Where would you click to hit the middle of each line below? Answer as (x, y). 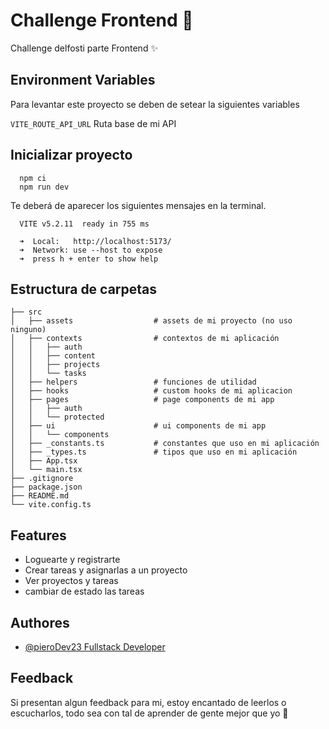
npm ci (33, 178)
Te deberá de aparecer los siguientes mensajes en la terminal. (138, 205)
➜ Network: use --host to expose (91, 250)
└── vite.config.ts (51, 505)
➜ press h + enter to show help (89, 259)
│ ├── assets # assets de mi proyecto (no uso (151, 321)
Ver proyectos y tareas (71, 581)
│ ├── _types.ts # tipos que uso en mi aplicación (154, 452)
